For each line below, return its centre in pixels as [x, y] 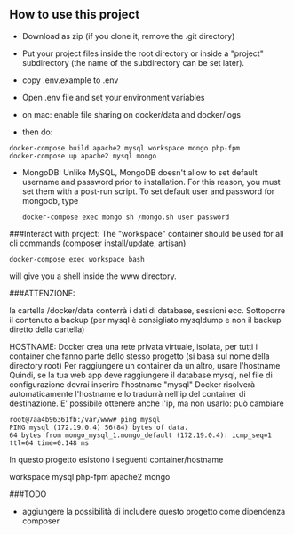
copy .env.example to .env [70, 80]
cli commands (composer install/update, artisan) [98, 243]
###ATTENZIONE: [42, 293]
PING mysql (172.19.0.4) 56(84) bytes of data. [99, 427]
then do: [37, 132]
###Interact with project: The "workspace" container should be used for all [147, 233]
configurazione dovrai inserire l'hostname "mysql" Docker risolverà [132, 384]
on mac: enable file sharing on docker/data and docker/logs [131, 114]
